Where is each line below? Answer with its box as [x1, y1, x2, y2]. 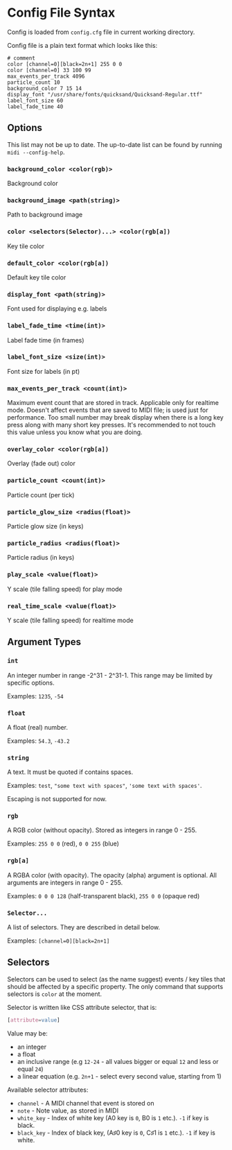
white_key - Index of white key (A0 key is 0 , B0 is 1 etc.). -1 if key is [17, 1113, 209, 1122]
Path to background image [7, 210, 83, 219]
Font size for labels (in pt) [7, 367, 80, 375]
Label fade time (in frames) [7, 336, 84, 344]
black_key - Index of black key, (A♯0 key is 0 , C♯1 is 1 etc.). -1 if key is [17, 1128, 216, 1137]
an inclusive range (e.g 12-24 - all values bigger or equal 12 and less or [17, 1057, 220, 1065]
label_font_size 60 [7, 97, 64, 104]
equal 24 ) [17, 1065, 44, 1073]
